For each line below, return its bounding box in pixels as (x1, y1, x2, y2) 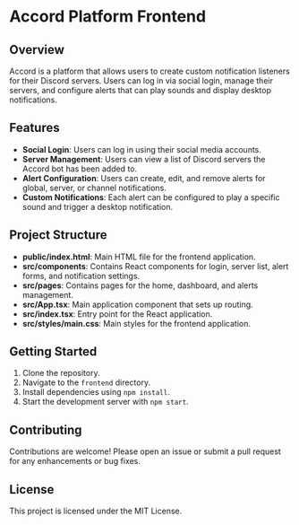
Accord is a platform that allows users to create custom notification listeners (9, 66, 291, 76)
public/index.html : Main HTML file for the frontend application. (21, 251, 257, 262)
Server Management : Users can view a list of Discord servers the (21, 153, 266, 164)
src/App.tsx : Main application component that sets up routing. (21, 299, 253, 310)
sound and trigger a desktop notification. (21, 201, 174, 212)
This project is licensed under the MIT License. (9, 505, 183, 517)
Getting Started (9, 344, 98, 360)
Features (9, 120, 60, 136)
